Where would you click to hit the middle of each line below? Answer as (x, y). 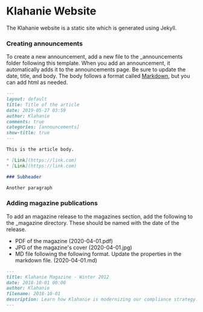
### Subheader (24, 177)
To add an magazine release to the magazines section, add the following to (100, 216)
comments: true (25, 122)
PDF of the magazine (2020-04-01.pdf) (64, 241)
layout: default (27, 99)
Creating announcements (45, 44)
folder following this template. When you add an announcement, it (88, 63)
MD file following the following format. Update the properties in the (98, 254)
